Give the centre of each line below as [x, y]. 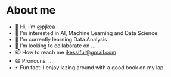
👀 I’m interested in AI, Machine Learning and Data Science [86, 33]
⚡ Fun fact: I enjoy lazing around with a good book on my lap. [90, 67]
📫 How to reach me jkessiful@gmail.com [65, 52]
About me [31, 10]
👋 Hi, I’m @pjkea [35, 27]
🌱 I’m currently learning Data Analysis [61, 39]
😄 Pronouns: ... [34, 60]
